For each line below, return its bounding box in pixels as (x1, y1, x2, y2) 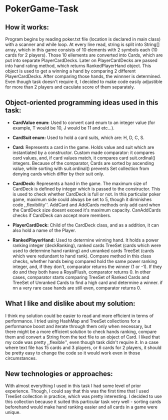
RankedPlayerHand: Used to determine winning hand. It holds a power (12, 237, 159, 243)
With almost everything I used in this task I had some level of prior (5, 383, 141, 389)
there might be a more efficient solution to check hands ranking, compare (5, 328, 157, 334)
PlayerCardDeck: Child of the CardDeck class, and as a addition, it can (12, 222, 159, 228)
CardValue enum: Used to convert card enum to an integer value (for (12, 119, 155, 125)
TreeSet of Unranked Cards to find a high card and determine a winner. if (12, 279, 163, 285)
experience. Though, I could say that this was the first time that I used (5, 388, 149, 394)
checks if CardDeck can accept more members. (12, 212, 111, 218)
